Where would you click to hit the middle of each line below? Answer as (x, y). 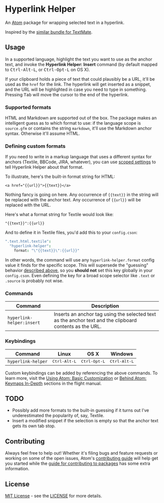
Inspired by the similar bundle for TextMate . (49, 32)
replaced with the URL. (28, 205)
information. (17, 469)
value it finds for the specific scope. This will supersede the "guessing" (77, 265)
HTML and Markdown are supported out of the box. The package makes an (81, 118)
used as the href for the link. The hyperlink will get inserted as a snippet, (78, 84)
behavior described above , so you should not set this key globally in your (79, 270)
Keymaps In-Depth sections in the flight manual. (53, 383)
